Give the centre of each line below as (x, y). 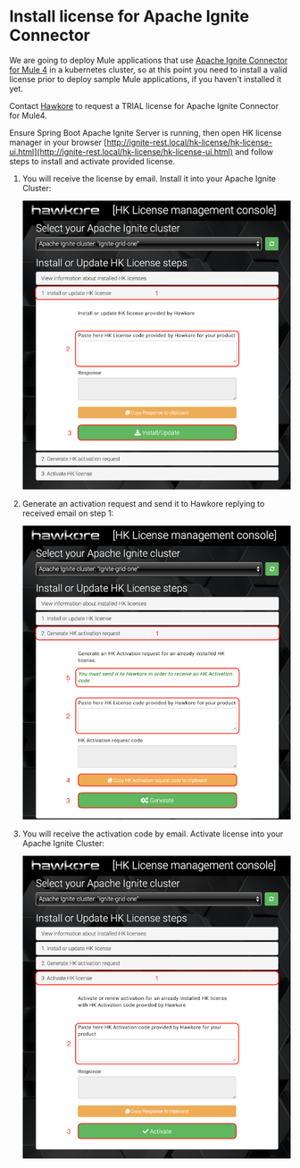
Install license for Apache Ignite (129, 17)
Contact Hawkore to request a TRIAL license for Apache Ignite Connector (144, 105)
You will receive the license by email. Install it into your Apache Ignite (149, 178)
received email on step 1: (68, 513)
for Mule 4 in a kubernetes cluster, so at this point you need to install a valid (148, 70)
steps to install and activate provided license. (92, 161)
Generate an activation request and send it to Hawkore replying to (143, 504)
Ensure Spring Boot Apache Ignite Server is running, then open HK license (146, 132)
